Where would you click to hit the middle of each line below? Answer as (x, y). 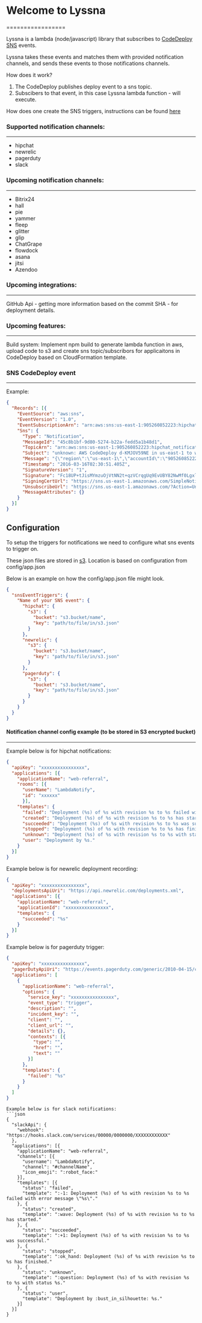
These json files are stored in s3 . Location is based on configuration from (97, 560)
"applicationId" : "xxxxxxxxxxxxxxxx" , (66, 908)
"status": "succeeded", (52, 1230)
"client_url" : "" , (51, 1025)
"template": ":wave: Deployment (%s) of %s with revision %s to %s (109, 1215)
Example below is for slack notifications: (62, 1109)
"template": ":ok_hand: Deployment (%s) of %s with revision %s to (109, 1257)
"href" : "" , (48, 1048)
